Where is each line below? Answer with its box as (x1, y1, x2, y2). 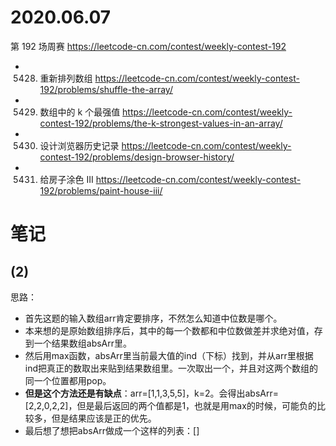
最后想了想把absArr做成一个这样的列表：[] (24, 424, 200, 436)
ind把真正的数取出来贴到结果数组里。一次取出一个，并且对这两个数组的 (24, 362, 319, 374)
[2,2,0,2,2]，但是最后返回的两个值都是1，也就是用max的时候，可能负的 (24, 399, 317, 411)
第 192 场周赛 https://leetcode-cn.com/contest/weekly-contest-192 (10, 40, 287, 52)
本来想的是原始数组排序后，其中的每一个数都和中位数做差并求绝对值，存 (24, 324, 323, 336)
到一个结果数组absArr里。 (24, 337, 133, 349)
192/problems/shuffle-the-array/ (39, 83, 173, 95)
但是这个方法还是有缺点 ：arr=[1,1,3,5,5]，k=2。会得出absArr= (24, 387, 279, 399)
